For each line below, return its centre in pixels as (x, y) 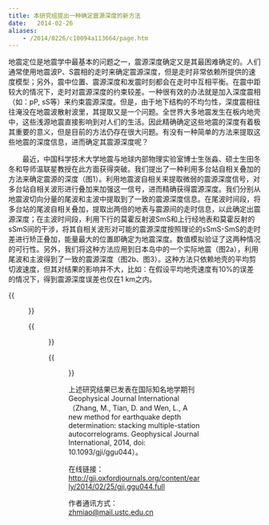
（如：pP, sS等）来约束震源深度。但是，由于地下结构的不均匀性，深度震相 (131, 102)
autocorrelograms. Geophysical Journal (134, 434)
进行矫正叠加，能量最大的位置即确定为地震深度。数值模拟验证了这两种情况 (138, 239)
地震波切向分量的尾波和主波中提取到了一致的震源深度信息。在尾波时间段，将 (134, 199)
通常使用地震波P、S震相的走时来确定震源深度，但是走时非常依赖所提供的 (128, 72)
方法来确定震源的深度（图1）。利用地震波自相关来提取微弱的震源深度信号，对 (134, 179)
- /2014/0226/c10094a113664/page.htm (86, 38)
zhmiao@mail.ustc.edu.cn (111, 512)
